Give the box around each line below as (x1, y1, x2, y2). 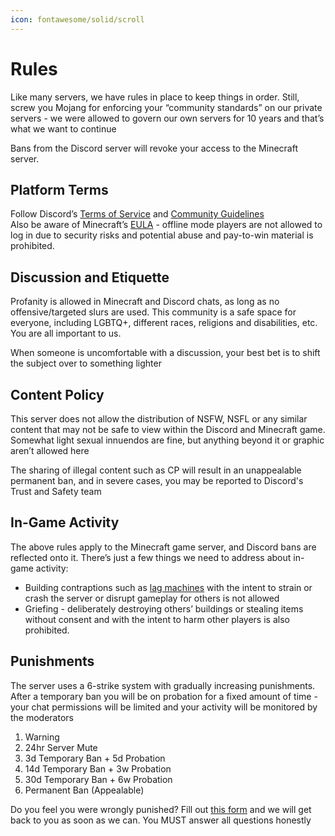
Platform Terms (10, 181, 109, 198)
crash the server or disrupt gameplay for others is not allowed (24, 592, 280, 604)
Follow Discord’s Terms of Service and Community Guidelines (10, 208, 265, 220)
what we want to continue (10, 122, 117, 135)
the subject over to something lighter (10, 357, 162, 370)
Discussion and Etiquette (10, 269, 170, 286)
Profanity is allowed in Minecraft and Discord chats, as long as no (10, 296, 280, 308)
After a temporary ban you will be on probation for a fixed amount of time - (10, 690, 318, 702)
